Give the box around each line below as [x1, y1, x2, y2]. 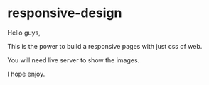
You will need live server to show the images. [7, 55, 140, 64]
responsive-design [7, 5, 122, 21]
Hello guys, [7, 28, 41, 37]
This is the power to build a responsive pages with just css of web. [7, 42, 203, 50]
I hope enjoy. [7, 69, 45, 78]
